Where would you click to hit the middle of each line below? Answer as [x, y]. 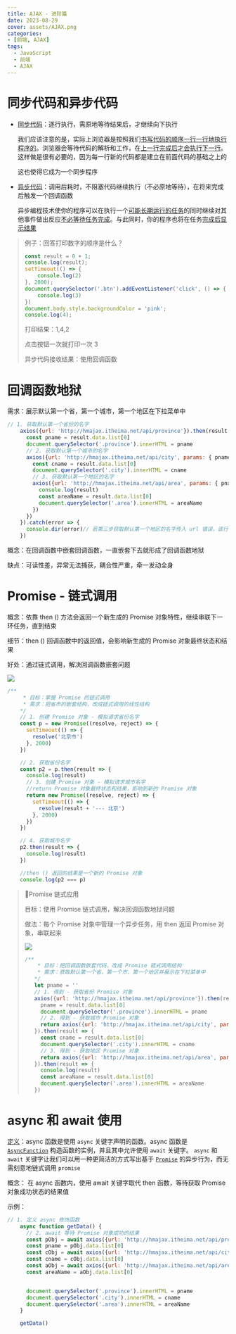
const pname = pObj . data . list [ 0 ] [75, 1246]
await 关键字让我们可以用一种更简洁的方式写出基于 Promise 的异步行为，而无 [118, 1159]
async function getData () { [61, 1226]
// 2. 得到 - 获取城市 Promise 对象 [90, 1018]
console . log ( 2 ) [60, 276]
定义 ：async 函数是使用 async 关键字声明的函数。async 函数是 [98, 1141]
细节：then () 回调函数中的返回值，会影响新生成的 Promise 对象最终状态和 [114, 641]
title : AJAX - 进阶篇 [37, 14]
